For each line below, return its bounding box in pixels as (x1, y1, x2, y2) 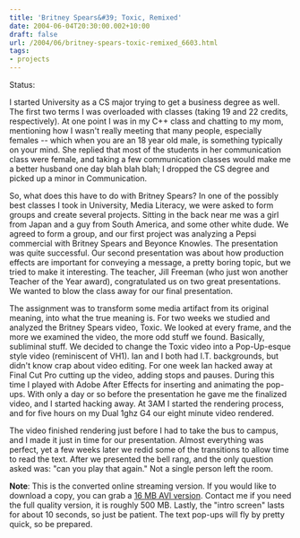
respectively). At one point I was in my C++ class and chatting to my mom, (9, 116, 284, 126)
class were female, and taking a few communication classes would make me (9, 154, 291, 164)
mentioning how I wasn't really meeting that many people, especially (9, 126, 262, 135)
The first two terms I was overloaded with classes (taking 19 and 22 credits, (9, 107, 288, 117)
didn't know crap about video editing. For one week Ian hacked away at (9, 360, 273, 370)
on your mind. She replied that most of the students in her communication (9, 144, 282, 155)
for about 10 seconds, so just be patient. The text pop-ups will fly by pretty (9, 509, 285, 520)
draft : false (9, 30, 58, 39)
